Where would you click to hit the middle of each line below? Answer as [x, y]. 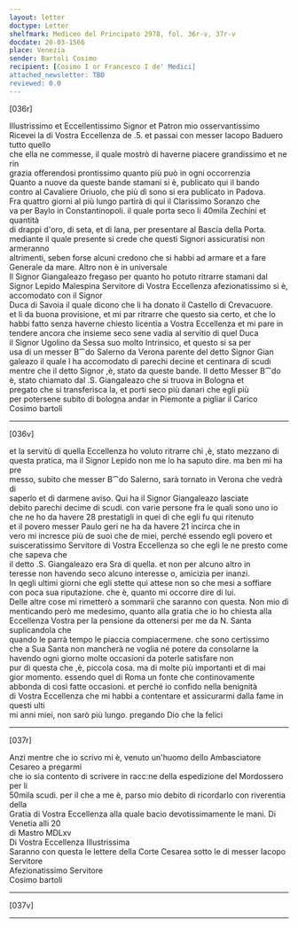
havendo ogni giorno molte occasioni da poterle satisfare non [122, 658]
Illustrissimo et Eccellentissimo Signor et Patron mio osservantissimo [134, 126]
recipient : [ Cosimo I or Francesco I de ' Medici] [103, 67]
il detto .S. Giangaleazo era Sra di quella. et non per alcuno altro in [130, 564]
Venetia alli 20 [35, 823]
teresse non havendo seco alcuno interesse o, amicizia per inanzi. [129, 573]
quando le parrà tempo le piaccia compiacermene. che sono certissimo [139, 639]
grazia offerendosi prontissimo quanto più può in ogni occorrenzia [130, 173]
